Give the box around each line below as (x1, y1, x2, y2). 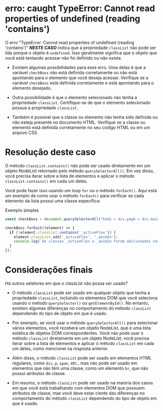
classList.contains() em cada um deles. (5, 178, 88, 184)
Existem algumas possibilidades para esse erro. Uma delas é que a (12, 64, 146, 70)
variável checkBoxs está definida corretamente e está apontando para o (12, 80, 154, 85)
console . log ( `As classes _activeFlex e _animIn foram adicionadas (14, 239, 151, 244)
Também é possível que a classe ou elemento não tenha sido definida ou (12, 114, 158, 120)
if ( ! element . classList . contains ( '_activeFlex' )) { (9, 230, 116, 235)
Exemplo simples (5, 207, 39, 213)
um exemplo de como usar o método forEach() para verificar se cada (5, 193, 144, 198)
